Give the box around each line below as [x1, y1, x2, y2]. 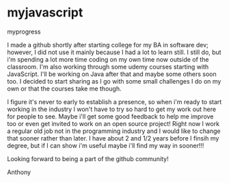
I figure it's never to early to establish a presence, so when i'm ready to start [7, 97, 222, 106]
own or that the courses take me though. [7, 84, 122, 93]
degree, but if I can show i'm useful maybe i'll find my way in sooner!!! [7, 141, 204, 149]
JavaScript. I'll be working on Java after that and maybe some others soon [7, 70, 217, 78]
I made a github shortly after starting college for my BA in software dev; [7, 40, 208, 49]
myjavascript [7, 5, 83, 21]
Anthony [7, 168, 31, 176]
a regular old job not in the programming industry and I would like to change [7, 127, 221, 135]
